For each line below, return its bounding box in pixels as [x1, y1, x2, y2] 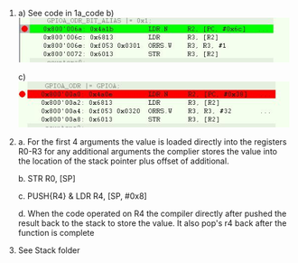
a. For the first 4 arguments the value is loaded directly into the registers [17, 136, 287, 147]
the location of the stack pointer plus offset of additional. [17, 155, 229, 166]
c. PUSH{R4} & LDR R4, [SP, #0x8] [17, 191, 147, 202]
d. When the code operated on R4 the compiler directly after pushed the [17, 208, 287, 220]
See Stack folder [17, 245, 80, 256]
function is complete [17, 228, 95, 239]
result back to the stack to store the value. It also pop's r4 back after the [17, 218, 287, 229]
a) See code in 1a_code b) [17, 8, 115, 18]
